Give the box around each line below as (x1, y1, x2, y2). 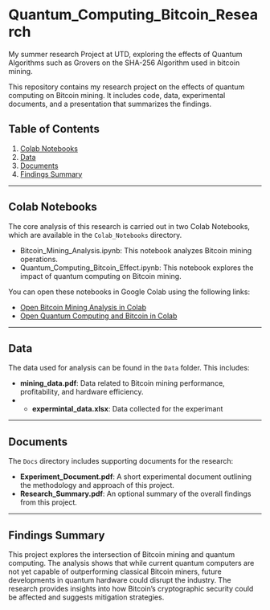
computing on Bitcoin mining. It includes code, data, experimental (8, 90, 226, 100)
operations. (19, 254, 59, 264)
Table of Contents (8, 122, 100, 136)
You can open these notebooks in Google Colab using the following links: (8, 287, 251, 297)
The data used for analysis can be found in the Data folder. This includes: (8, 363, 250, 373)
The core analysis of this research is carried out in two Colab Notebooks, (8, 221, 251, 231)
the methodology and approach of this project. (19, 481, 175, 490)
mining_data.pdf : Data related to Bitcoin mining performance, (19, 379, 225, 388)
